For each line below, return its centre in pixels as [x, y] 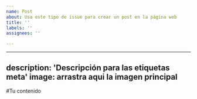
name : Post [19, 11]
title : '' [18, 22]
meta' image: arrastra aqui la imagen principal [92, 77]
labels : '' [19, 28]
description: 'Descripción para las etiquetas [88, 68]
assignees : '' [23, 33]
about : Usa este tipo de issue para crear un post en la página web [91, 17]
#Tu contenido [23, 91]
